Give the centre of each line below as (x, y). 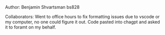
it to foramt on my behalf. (31, 27)
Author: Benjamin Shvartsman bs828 (42, 7)
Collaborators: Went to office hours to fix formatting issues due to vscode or (82, 17)
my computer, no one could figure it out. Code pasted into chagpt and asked (82, 22)
